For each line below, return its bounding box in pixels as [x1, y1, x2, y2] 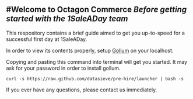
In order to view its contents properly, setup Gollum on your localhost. [6, 47, 174, 54]
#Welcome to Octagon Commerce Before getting [6, 5, 187, 15]
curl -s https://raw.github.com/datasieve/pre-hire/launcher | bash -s [6, 76, 184, 81]
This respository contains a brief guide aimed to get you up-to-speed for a [6, 29, 185, 36]
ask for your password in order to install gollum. [6, 64, 121, 71]
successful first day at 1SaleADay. [6, 35, 87, 43]
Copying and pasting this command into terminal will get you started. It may [6, 58, 188, 65]
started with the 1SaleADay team [6, 14, 128, 24]
